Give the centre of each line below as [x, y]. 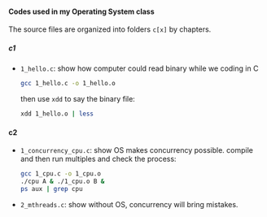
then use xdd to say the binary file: [78, 99]
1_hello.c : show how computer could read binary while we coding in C [139, 68]
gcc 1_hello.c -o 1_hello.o [68, 84]
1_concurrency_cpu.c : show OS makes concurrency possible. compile [137, 150]
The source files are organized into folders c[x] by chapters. [110, 29]
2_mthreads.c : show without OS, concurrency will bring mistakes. [129, 204]
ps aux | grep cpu [51, 189]
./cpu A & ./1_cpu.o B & [62, 181]
